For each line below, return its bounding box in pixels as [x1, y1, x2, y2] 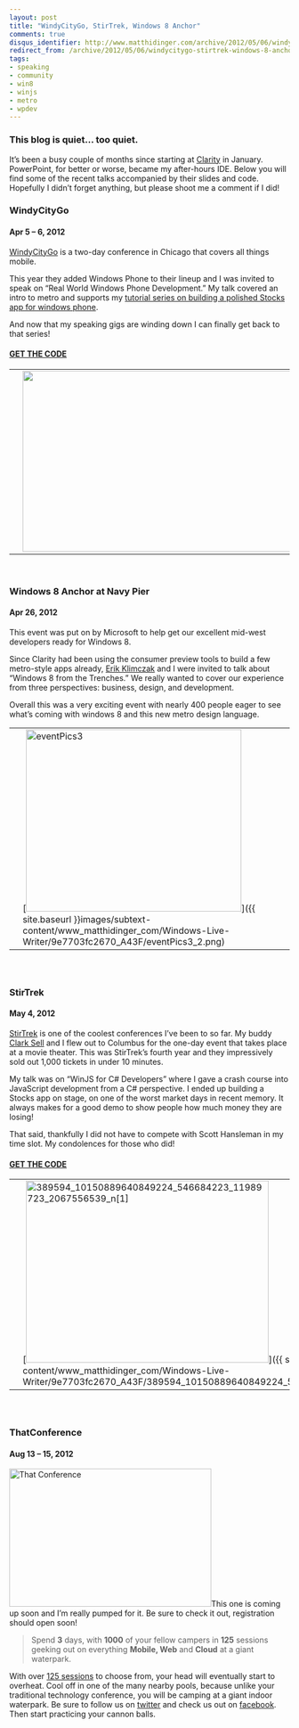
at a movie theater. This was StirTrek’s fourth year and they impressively [9, 1047, 273, 1058]
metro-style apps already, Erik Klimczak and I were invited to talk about [9, 663, 271, 674]
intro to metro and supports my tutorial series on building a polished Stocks [9, 291, 286, 303]
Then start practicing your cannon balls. [9, 1708, 156, 1720]
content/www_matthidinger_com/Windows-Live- [22, 924, 230, 937]
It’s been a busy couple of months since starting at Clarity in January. [9, 153, 264, 165]
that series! [9, 328, 51, 339]
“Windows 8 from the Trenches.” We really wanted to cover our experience [9, 673, 285, 683]
